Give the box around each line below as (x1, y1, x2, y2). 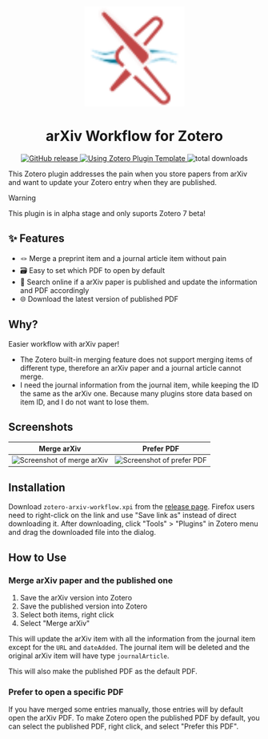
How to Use (8, 551, 67, 564)
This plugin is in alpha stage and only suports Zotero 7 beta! (8, 208, 206, 218)
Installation (8, 481, 66, 495)
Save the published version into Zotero (19, 601, 148, 611)
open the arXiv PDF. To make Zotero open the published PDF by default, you (8, 713, 260, 723)
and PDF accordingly (19, 285, 90, 295)
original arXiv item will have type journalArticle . (8, 651, 170, 661)
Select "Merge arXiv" (19, 619, 90, 629)
